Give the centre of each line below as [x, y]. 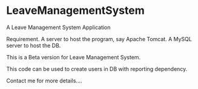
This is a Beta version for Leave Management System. [74, 57]
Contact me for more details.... [44, 81]
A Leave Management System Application [58, 27]
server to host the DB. [34, 45]
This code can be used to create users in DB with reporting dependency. [97, 69]
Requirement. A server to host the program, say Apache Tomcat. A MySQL [99, 39]
